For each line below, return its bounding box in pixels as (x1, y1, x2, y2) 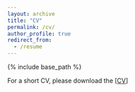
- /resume (13, 43, 42, 50)
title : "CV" (7, 17, 42, 24)
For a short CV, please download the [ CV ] (7, 76, 129, 85)
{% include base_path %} (7, 63, 82, 71)
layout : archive (7, 10, 55, 18)
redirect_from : (7, 37, 52, 44)
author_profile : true (7, 30, 71, 38)
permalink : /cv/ (7, 23, 55, 30)
